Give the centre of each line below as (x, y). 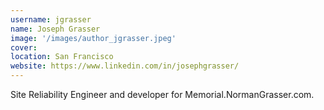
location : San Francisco (62, 57)
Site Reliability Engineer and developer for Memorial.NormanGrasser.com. (162, 94)
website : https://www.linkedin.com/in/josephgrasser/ (125, 66)
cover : (24, 47)
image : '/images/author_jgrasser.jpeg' (93, 38)
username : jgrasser (51, 19)
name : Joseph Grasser (55, 29)
